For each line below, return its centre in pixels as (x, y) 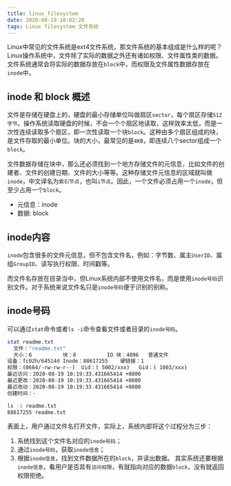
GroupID (24, 264)
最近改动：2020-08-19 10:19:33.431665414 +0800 (74, 387)
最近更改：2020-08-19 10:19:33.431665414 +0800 (74, 381)
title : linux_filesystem (43, 13)
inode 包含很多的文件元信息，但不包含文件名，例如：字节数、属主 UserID (109, 255)
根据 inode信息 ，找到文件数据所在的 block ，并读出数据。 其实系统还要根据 (120, 458)
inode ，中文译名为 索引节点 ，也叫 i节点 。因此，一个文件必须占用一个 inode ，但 (115, 181)
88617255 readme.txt (37, 412)
